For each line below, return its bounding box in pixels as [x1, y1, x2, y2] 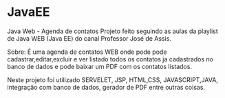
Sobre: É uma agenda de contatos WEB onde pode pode [7, 48, 167, 56]
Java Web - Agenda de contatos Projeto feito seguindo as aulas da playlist [7, 27, 218, 35]
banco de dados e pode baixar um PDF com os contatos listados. [7, 62, 193, 70]
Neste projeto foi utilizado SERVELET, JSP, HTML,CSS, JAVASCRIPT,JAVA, [7, 75, 219, 84]
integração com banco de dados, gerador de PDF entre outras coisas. [7, 83, 205, 91]
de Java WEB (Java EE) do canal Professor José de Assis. [7, 34, 172, 42]
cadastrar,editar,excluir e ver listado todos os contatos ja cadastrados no [7, 55, 213, 63]
